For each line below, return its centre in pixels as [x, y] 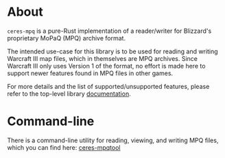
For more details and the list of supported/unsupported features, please [108, 86]
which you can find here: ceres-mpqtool [64, 147]
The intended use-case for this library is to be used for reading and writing [113, 51]
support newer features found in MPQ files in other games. [90, 73]
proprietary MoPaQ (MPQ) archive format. [66, 38]
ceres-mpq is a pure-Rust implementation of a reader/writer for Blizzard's [109, 31]
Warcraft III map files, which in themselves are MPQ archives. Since [102, 58]
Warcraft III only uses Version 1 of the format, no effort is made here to [106, 66]
